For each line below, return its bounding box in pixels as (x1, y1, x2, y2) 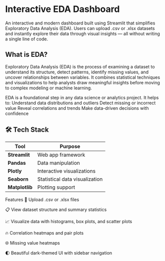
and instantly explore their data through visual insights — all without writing (5, 30, 160, 36)
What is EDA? (5, 50, 48, 59)
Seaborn (7, 176, 28, 183)
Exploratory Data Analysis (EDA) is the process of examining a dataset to (5, 63, 155, 69)
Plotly (7, 167, 22, 174)
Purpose (59, 143, 80, 150)
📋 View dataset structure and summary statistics (5, 206, 107, 213)
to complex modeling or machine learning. (5, 85, 92, 91)
